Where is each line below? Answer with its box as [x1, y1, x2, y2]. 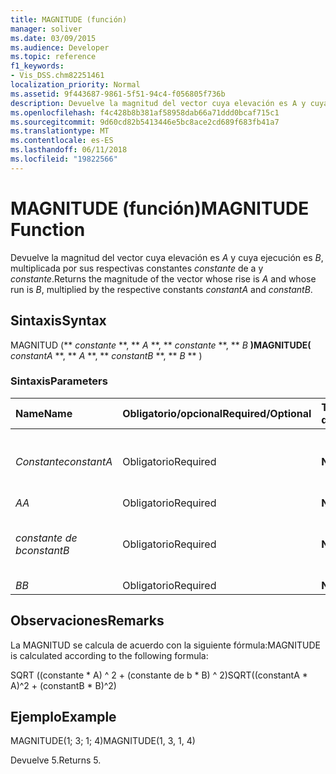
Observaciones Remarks [10, 612, 165, 630]
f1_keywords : [10, 61, 65, 71]
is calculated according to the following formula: [10, 649, 209, 661]
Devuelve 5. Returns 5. [10, 754, 102, 766]
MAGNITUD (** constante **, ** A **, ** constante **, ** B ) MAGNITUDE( [10, 339, 312, 351]
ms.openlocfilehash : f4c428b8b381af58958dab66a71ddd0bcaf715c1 [10, 107, 280, 118]
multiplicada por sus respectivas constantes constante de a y [10, 262, 264, 274]
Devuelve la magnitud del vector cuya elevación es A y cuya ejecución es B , [10, 251, 324, 263]
